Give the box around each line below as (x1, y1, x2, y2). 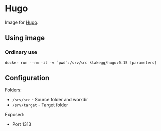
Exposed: (5, 112, 25, 118)
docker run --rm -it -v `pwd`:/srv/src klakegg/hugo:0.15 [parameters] (5, 60, 157, 65)
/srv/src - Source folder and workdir (12, 97, 88, 103)
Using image (5, 34, 45, 42)
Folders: (5, 87, 22, 93)
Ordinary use (5, 49, 38, 56)
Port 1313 (12, 121, 31, 127)
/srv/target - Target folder (12, 102, 68, 108)
